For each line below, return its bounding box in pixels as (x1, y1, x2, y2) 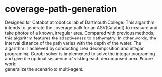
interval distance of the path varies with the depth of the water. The (5, 40, 141, 46)
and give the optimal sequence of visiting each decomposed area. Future (5, 56, 153, 61)
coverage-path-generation (5, 3, 117, 15)
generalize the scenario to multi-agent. (5, 66, 84, 72)
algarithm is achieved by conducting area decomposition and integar (5, 45, 144, 51)
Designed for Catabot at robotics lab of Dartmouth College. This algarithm (5, 19, 155, 25)
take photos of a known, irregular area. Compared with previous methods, (5, 30, 155, 36)
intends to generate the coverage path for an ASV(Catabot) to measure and (5, 24, 158, 30)
